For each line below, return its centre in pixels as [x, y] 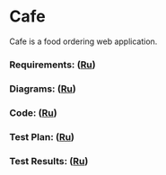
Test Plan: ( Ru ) [42, 136]
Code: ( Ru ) [33, 112]
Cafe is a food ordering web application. [83, 41]
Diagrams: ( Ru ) [43, 89]
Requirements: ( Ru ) [52, 65]
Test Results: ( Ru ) [49, 161]
